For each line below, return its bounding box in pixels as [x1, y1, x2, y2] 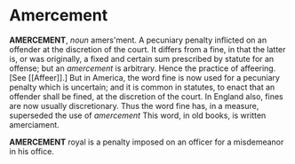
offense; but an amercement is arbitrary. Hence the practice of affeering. [9, 63, 276, 74]
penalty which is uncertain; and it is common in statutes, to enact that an [9, 82, 275, 92]
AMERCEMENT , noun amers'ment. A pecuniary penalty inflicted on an [9, 35, 267, 45]
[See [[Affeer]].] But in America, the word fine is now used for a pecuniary [9, 72, 280, 82]
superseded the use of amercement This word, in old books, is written [9, 110, 267, 121]
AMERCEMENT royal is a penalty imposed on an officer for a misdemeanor [9, 137, 284, 147]
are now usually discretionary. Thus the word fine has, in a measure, [9, 100, 259, 111]
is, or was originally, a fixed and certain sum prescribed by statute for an [9, 53, 275, 64]
